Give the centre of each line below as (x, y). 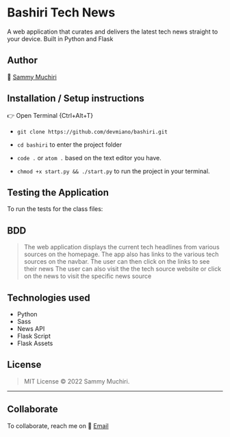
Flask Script (34, 336)
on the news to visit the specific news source (88, 276)
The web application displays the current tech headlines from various (122, 247)
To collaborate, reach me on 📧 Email (58, 425)
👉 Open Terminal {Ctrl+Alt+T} (50, 115)
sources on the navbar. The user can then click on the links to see (117, 262)
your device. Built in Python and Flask (60, 38)
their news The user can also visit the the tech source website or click (122, 269)
